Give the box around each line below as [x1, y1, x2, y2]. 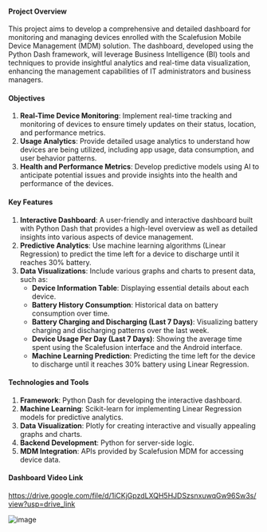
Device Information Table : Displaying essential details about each [31, 283, 249, 292]
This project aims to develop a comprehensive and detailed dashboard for [8, 24, 251, 34]
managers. [8, 75, 44, 85]
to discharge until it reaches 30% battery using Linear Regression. [31, 359, 249, 369]
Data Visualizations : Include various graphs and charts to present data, [19, 266, 257, 276]
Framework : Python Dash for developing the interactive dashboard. [19, 395, 242, 405]
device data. [19, 455, 61, 464]
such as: [19, 274, 48, 284]
